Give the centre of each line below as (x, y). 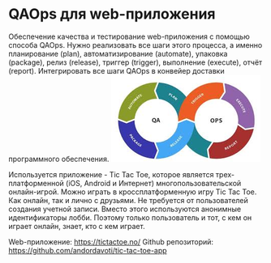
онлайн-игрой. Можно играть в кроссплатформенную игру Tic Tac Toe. (133, 192)
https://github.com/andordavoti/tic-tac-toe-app (88, 250)
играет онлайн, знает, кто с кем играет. (77, 226)
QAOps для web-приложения (112, 14)
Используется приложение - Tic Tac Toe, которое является (111, 174)
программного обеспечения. (59, 159)
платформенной (37, 183)
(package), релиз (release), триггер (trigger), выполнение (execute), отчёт (135, 62)
